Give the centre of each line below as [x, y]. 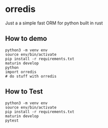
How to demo [26, 39]
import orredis [21, 72]
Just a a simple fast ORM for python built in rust [54, 23]
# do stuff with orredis [31, 76]
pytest [12, 121]
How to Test [24, 91]
